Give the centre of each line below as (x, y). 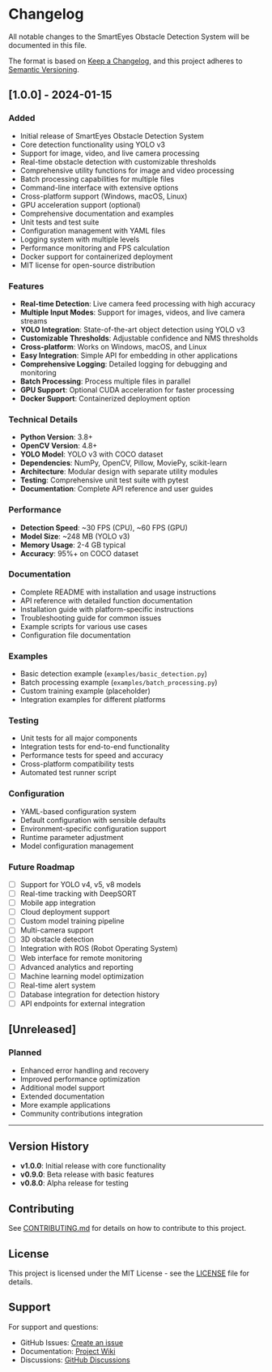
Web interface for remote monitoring (81, 958)
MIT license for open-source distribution (87, 265)
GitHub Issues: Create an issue (72, 1342)
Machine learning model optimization (82, 976)
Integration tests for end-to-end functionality (95, 747)
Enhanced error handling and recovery (85, 1070)
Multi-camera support (57, 930)
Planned (25, 1053)
